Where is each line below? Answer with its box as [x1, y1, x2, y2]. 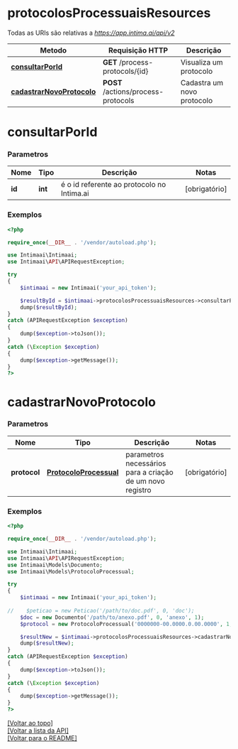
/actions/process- [102, 87, 164, 97]
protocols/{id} [102, 66, 149, 76]
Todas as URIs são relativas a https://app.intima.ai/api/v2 [7, 28, 175, 37]
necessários [125, 458, 166, 468]
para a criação [125, 467, 174, 477]
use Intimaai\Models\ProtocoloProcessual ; [7, 568, 135, 575]
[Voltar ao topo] [7, 719, 53, 727]
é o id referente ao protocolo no [61, 180, 166, 190]
